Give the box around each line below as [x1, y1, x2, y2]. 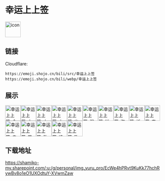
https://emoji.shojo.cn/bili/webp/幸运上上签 [5, 77, 97, 82]
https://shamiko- [5, 160, 39, 166]
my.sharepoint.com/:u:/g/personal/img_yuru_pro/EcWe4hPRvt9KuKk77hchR [5, 165, 160, 171]
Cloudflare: [5, 61, 28, 67]
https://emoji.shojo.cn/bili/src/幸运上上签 [5, 71, 95, 76]
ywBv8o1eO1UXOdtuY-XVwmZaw [5, 170, 73, 177]
